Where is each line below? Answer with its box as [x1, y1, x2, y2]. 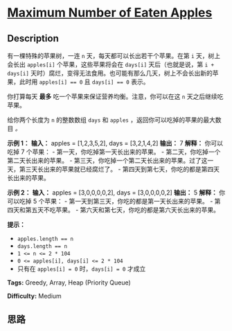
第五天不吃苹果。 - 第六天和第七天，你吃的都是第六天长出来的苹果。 [25, 206, 220, 214]
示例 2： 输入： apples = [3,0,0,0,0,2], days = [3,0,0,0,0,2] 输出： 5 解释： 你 [7, 188, 226, 197]
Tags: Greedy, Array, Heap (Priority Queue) [7, 278, 132, 287]
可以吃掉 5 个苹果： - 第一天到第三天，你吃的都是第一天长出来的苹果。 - [7, 197, 213, 205]
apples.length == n [17, 235, 74, 242]
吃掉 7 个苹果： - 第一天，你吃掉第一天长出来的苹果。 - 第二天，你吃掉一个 [7, 147, 221, 156]
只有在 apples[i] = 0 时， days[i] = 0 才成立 [17, 265, 146, 273]
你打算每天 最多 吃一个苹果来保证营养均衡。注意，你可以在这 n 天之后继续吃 [7, 92, 224, 100]
